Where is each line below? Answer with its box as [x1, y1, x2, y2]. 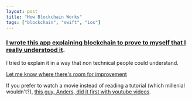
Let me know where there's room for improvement [6, 71, 127, 78]
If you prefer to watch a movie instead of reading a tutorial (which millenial [6, 82, 186, 89]
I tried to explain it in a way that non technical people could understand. [6, 59, 179, 66]
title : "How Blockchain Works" [6, 14, 83, 20]
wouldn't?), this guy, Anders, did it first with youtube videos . [6, 88, 151, 95]
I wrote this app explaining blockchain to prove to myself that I [6, 39, 186, 47]
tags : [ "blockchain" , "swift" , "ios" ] [6, 19, 101, 25]
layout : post [6, 8, 38, 15]
